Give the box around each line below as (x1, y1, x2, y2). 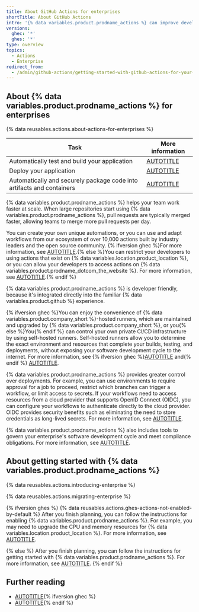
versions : (6, 25, 31, 31)
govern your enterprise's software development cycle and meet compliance (6, 433, 191, 440)
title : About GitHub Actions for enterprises (6, 8, 120, 15)
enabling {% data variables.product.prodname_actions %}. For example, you (6, 517, 192, 524)
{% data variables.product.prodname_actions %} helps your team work (6, 199, 179, 206)
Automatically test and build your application (9, 157, 133, 165)
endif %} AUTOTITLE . (6, 359, 59, 366)
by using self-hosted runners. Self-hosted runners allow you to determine (6, 334, 186, 342)
